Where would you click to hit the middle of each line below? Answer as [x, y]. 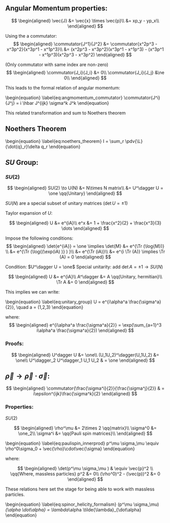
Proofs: [14, 344]
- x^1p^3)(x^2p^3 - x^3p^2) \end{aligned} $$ [85, 54]
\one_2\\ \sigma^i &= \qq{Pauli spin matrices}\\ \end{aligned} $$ [85, 433]
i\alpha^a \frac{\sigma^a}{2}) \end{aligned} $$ [85, 331]
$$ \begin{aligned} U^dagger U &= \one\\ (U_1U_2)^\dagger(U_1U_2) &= [85, 355]
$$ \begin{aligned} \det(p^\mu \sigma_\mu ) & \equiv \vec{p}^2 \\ [85, 468]
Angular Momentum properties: [57, 8]
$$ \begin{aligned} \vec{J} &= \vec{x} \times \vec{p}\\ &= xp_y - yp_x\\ [85, 20]
